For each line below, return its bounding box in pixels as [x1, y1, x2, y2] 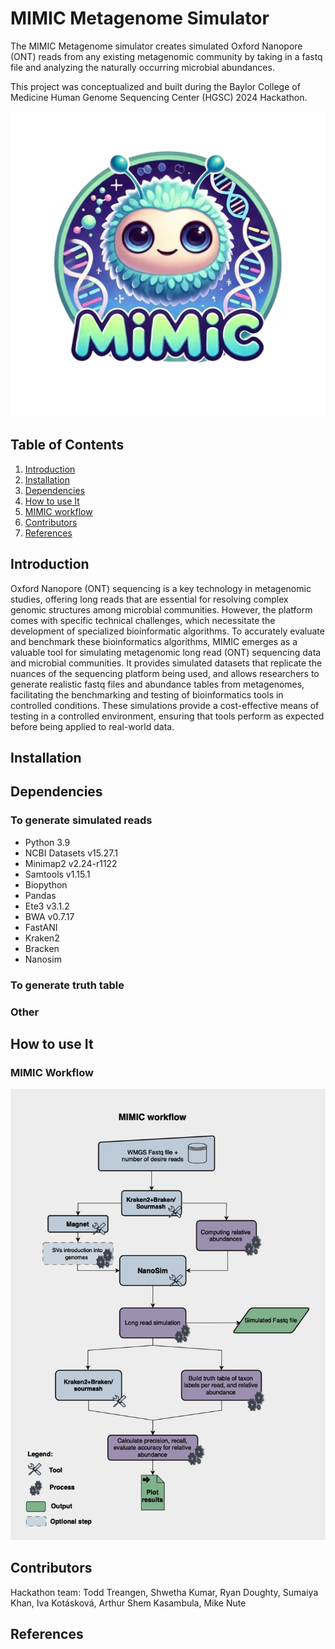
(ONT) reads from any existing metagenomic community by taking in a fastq [10, 50, 323, 62]
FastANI [24, 921, 58, 933]
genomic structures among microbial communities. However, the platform [10, 603, 313, 616]
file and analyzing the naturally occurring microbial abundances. [10, 61, 275, 73]
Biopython [24, 878, 68, 891]
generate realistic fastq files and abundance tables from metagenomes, [10, 678, 305, 690]
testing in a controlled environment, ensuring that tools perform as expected [10, 710, 325, 722]
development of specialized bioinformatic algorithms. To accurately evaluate [10, 625, 325, 637]
